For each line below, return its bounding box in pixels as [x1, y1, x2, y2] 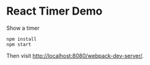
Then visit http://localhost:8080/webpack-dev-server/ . [6, 52, 144, 59]
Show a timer [6, 24, 40, 32]
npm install [6, 36, 37, 42]
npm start [6, 41, 32, 47]
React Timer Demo [6, 4, 103, 18]
